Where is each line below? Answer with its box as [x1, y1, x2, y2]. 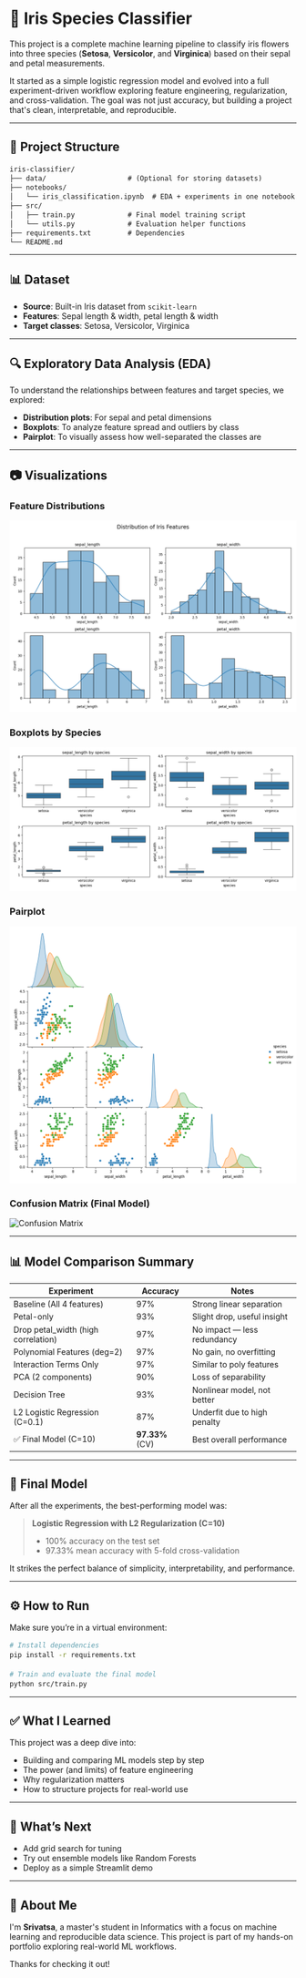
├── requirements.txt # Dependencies [9, 228, 185, 238]
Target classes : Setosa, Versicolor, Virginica [22, 320, 189, 331]
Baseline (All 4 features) [13, 1298, 104, 1310]
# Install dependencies [9, 1641, 100, 1650]
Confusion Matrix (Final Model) [9, 1197, 150, 1210]
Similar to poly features [192, 1359, 280, 1370]
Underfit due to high [192, 1407, 268, 1418]
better [192, 1394, 216, 1405]
